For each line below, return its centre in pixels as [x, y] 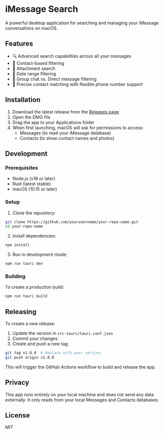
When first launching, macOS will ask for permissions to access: [78, 127]
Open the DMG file [31, 117]
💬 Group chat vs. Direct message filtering [54, 79]
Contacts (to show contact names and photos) [67, 138]
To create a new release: [30, 324]
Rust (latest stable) [31, 184]
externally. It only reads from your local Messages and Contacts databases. [82, 400]
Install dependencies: [34, 236]
